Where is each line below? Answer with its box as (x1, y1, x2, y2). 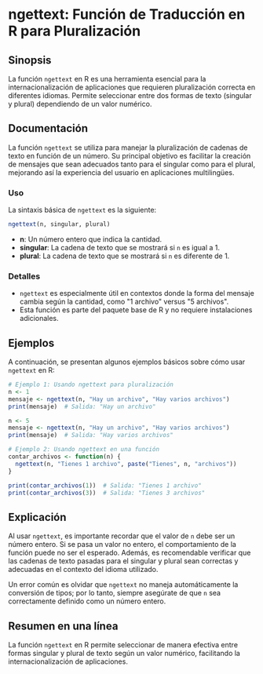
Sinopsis (8, 53, 52, 67)
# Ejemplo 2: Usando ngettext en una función (8, 446, 159, 454)
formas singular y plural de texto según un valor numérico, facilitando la (8, 649, 241, 658)
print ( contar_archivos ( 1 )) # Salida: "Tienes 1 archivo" (8, 481, 202, 490)
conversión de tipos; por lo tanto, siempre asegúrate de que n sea (8, 588, 221, 598)
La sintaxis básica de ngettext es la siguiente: (8, 206, 157, 215)
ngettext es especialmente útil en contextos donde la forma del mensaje (19, 289, 255, 298)
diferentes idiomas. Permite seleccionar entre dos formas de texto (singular (8, 91, 253, 100)
